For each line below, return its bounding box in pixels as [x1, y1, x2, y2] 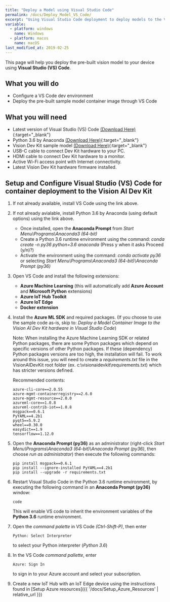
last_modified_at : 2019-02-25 [5, 45, 69, 50]
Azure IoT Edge [20, 299, 53, 305]
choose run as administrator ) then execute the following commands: [12, 451, 156, 457]
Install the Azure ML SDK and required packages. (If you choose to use [12, 314, 161, 321]
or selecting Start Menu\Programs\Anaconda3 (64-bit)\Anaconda [20, 258, 158, 264]
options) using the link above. [12, 215, 74, 221]
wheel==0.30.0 [12, 423, 42, 428]
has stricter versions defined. [12, 367, 74, 373]
